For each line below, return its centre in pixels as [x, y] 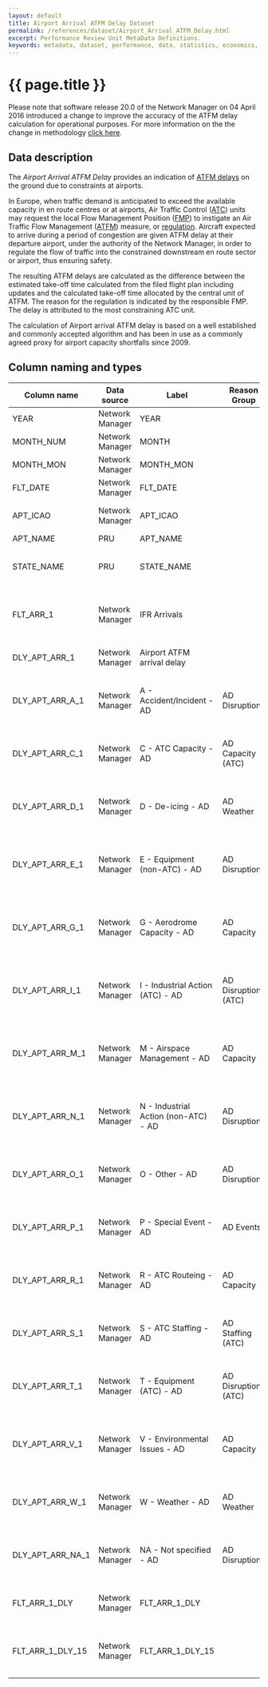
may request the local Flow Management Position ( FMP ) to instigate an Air [130, 217]
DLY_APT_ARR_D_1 [49, 806]
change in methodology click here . [65, 133]
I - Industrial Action [176, 985]
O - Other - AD [168, 1174]
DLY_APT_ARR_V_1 [48, 1444]
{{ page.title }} [57, 85]
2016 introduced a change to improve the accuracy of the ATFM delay [123, 116]
